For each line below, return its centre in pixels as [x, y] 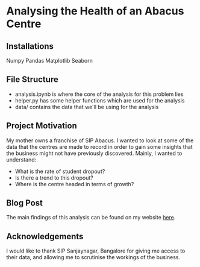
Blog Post [25, 203]
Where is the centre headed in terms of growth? [74, 184]
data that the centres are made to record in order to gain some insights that [99, 146]
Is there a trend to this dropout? [54, 177]
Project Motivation [42, 126]
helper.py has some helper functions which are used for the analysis [100, 100]
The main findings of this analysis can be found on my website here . [91, 218]
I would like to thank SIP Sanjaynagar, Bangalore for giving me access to [96, 251]
